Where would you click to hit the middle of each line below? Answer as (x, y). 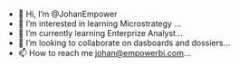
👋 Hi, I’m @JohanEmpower (67, 14)
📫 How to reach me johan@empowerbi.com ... (104, 53)
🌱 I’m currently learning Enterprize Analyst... (100, 33)
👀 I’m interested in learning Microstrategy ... (99, 24)
